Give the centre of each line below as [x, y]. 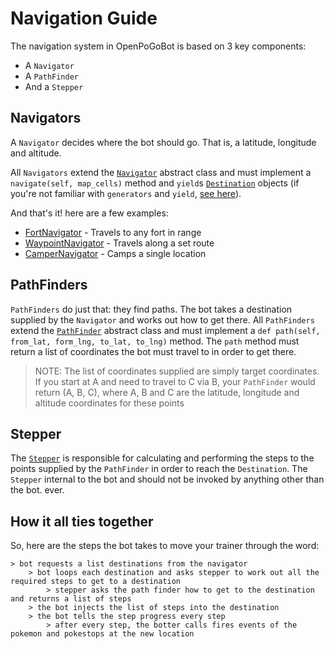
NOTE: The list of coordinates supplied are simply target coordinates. [177, 371]
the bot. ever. [37, 490]
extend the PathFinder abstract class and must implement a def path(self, [165, 330]
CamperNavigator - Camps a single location [115, 253]
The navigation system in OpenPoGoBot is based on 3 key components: [158, 46]
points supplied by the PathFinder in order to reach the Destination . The [159, 469]
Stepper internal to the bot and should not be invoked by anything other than [167, 479]
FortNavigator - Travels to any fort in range [113, 232]
